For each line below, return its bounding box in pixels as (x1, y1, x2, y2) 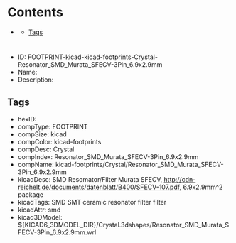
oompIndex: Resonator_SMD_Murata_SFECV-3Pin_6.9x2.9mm (17, 152, 199, 161)
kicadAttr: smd (17, 205, 61, 214)
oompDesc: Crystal (17, 145, 75, 153)
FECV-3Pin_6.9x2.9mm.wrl (17, 228, 97, 237)
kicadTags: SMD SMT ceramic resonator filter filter (17, 198, 167, 206)
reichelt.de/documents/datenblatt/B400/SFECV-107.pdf (17, 183, 180, 191)
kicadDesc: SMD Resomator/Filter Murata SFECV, (17, 175, 163, 183)
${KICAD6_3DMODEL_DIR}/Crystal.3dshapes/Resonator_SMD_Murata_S (17, 220, 230, 229)
